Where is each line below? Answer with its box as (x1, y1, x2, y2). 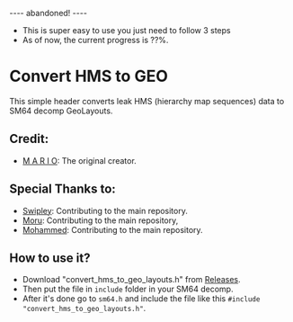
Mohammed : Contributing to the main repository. (22, 224, 204, 235)
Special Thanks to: (9, 182, 117, 197)
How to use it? (9, 250, 91, 265)
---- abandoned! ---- (9, 8, 88, 18)
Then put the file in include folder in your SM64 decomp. (22, 283, 234, 295)
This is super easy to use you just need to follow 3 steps (22, 25, 231, 35)
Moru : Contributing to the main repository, (22, 215, 179, 226)
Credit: (9, 131, 49, 147)
